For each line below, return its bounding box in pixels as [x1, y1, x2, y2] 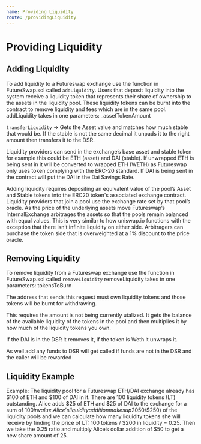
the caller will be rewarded [6, 354, 72, 361]
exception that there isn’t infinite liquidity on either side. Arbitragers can [6, 223, 184, 230]
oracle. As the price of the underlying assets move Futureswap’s [6, 204, 165, 211]
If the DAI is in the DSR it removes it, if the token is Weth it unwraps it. [6, 336, 178, 343]
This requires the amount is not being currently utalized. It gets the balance [6, 311, 192, 319]
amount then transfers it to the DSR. [6, 136, 95, 143]
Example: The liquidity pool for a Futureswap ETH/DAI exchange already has [6, 388, 195, 395]
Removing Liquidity [6, 253, 80, 263]
